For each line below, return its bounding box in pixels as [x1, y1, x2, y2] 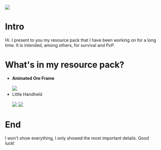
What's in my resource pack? [5, 60, 124, 70]
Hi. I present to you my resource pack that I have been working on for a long [5, 37, 157, 43]
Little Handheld [12, 91, 42, 97]
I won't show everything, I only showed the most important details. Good [5, 135, 149, 141]
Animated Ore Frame [12, 75, 54, 81]
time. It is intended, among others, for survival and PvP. [5, 42, 115, 48]
